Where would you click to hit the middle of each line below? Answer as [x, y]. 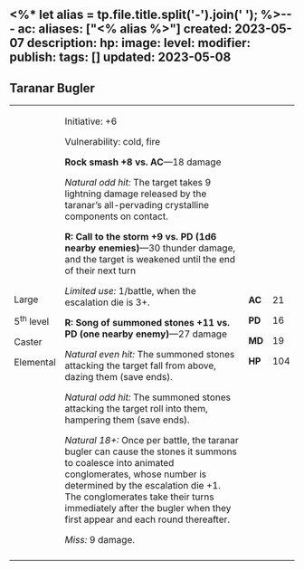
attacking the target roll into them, [136, 409]
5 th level [32, 320]
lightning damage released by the [136, 194]
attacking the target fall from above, [141, 366]
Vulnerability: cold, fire [113, 142]
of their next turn [100, 271]
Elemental [35, 362]
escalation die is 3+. [108, 302]
